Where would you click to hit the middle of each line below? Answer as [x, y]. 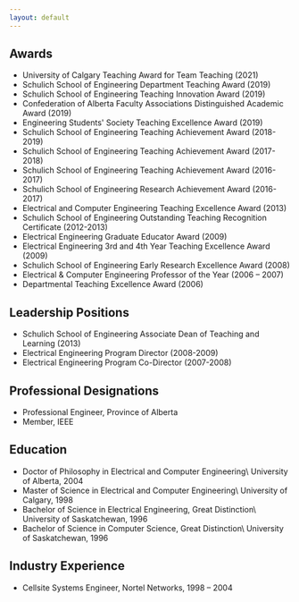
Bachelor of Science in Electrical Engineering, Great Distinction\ [139, 509]
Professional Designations [84, 390]
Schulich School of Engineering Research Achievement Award [136, 190]
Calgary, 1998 [48, 500]
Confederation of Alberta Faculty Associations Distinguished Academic [153, 104]
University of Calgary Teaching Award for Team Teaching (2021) [140, 75]
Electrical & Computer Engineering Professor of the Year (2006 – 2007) [153, 275]
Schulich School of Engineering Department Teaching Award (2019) [146, 85]
